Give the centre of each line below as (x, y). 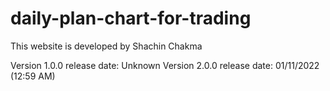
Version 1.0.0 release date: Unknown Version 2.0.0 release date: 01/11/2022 (165, 65)
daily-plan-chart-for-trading (131, 18)
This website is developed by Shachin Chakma (106, 46)
